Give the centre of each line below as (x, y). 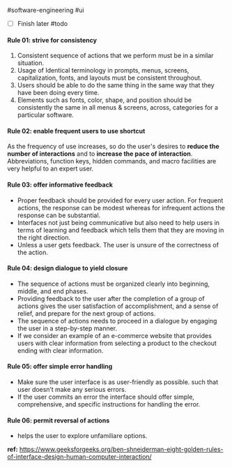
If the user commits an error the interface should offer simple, (106, 397)
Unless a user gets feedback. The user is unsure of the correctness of (118, 244)
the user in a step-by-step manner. (67, 328)
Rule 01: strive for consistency (52, 40)
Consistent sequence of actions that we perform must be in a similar (115, 56)
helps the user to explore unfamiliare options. (82, 436)
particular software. (46, 115)
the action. (33, 252)
